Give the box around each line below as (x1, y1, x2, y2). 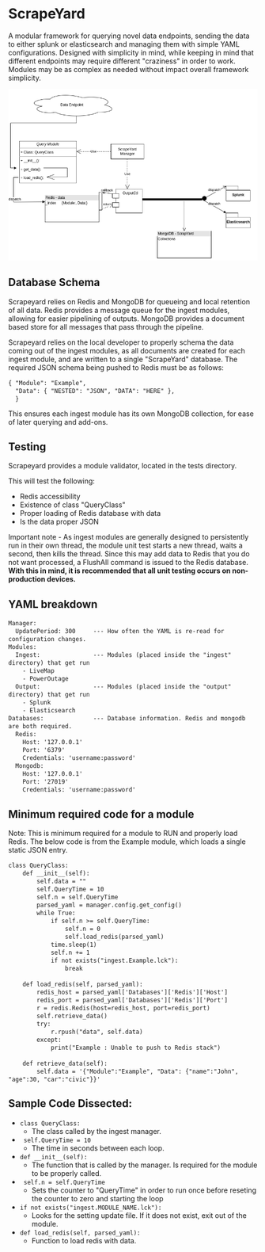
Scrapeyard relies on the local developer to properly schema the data (8, 338, 234, 347)
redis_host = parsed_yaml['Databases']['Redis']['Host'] (36, 988, 228, 997)
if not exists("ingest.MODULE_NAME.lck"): (19, 1204, 162, 1212)
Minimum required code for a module (8, 807, 195, 821)
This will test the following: (8, 476, 95, 486)
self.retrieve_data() (36, 1012, 108, 1021)
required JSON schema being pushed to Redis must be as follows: (8, 362, 224, 372)
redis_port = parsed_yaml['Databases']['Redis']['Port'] (36, 996, 228, 1005)
